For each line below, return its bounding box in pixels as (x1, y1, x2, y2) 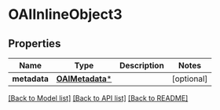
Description (119, 60, 165, 71)
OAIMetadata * (56, 73, 112, 84)
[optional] (171, 73, 208, 84)
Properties (8, 37, 61, 50)
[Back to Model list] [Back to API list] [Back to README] (8, 93, 189, 103)
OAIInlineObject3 (8, 5, 123, 24)
